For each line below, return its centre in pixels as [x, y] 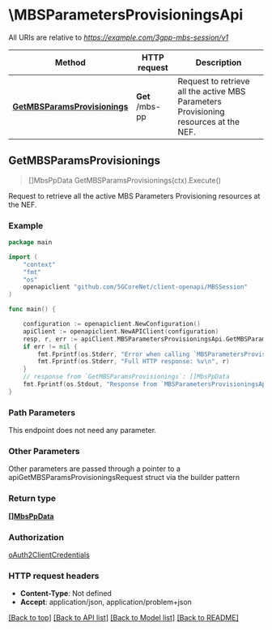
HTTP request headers [54, 576]
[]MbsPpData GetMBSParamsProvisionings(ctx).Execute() [124, 180]
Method [71, 62]
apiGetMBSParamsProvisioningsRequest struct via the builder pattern [124, 478]
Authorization [36, 537]
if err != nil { [51, 346]
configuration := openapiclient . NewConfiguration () [112, 324]
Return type [32, 499]
